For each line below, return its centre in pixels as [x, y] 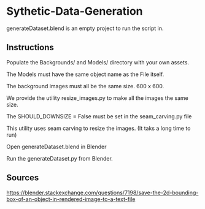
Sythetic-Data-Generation [75, 11]
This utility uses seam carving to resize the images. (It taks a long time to [99, 128]
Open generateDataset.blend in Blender [56, 146]
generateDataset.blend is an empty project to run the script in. [85, 28]
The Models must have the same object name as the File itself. [85, 74]
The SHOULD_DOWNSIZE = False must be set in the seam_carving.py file [99, 116]
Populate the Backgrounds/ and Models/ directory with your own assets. [98, 62]
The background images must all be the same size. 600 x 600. [85, 86]
